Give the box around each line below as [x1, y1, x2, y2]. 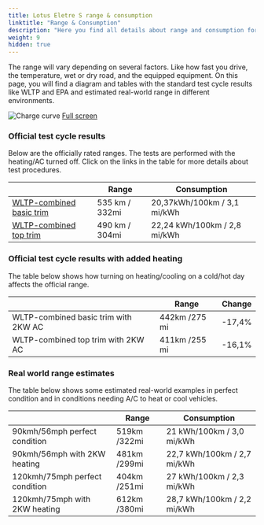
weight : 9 [8, 33, 41, 42]
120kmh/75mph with [12, 494, 91, 505]
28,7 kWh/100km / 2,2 [166, 494, 251, 505]
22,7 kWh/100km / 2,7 [166, 449, 251, 460]
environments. [8, 96, 55, 105]
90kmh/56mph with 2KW [12, 449, 106, 460]
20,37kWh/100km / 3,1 [151, 198, 240, 209]
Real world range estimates [8, 368, 115, 379]
